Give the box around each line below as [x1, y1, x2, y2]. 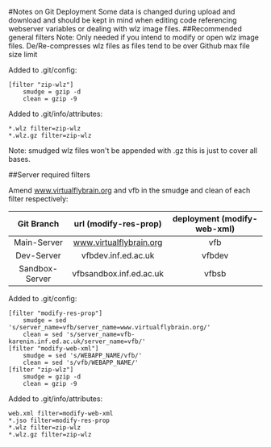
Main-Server [13, 237, 63, 248]
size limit [8, 50, 38, 59]
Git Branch [17, 218, 60, 229]
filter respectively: [8, 194, 69, 204]
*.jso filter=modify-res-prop [8, 416, 110, 424]
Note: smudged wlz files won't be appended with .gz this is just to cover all [8, 146, 258, 155]
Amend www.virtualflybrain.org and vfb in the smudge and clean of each [8, 185, 251, 195]
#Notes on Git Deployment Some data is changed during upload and [8, 7, 236, 16]
